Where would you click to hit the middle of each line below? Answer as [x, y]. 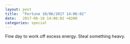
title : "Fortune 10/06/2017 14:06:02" [46, 14]
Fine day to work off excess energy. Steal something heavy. [65, 36]
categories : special [26, 23]
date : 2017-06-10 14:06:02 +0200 [41, 18]
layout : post [18, 9]
